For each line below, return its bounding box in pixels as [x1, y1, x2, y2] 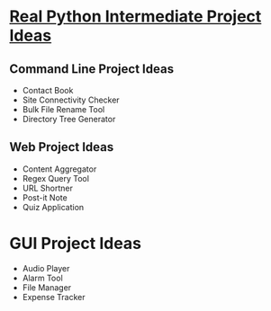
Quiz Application [22, 201, 85, 212]
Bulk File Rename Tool [22, 104, 105, 114]
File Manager [22, 281, 72, 293]
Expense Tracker [22, 291, 86, 302]
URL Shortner [22, 182, 74, 193]
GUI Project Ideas [9, 234, 142, 253]
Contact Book [22, 85, 74, 95]
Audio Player [22, 262, 70, 273]
